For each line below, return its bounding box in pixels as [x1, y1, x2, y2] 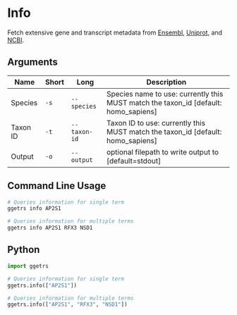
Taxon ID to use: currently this [106, 118, 206, 128]
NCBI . [7, 35, 25, 44]
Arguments [7, 56, 59, 68]
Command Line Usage [7, 180, 107, 192]
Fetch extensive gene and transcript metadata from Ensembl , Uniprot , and [7, 28, 223, 37]
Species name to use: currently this [106, 89, 224, 99]
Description [146, 77, 187, 87]
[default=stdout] [106, 156, 161, 166]
